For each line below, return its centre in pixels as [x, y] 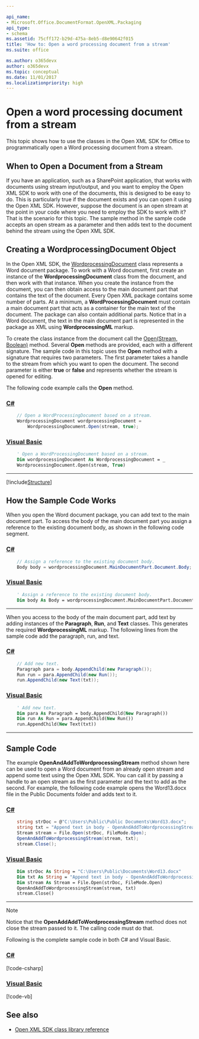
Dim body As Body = [41, 600]
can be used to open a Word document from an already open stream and [95, 769]
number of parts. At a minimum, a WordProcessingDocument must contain [98, 302]
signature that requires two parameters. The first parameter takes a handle [97, 357]
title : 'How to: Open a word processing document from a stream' [88, 45]
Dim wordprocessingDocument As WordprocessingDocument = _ [91, 460]
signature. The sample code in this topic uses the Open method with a [92, 351]
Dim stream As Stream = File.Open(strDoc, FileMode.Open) [90, 882]
